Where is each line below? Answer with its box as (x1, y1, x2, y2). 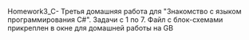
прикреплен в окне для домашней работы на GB (7, 24, 173, 32)
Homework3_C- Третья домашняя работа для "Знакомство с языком (7, 7, 242, 16)
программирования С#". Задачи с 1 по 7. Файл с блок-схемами (7, 15, 223, 24)
